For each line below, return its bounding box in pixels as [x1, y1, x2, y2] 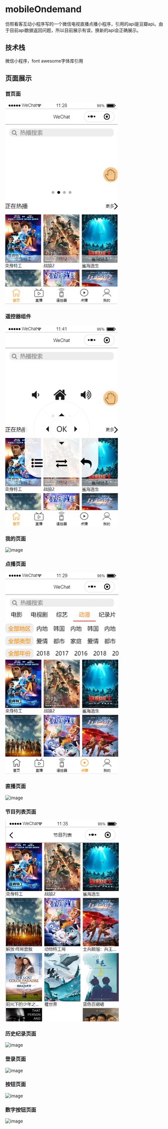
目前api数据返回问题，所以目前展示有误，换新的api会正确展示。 [9, 27, 141, 33]
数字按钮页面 [5, 1106, 37, 1113]
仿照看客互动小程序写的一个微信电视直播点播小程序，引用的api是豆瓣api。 [5, 21, 159, 27]
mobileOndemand [5, 4, 82, 15]
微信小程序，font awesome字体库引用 [5, 58, 83, 64]
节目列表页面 [5, 808, 37, 815]
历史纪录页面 [5, 1030, 37, 1037]
